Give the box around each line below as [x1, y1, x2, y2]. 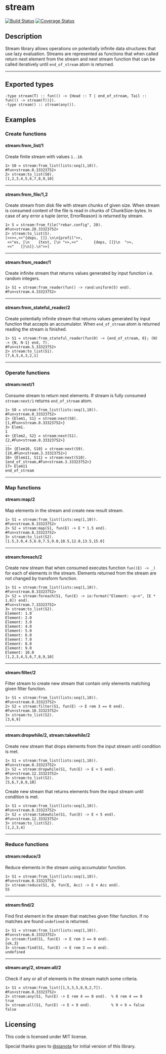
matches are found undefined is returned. [5, 918, 89, 924]
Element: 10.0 [5, 650, 35, 655]
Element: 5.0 [5, 629, 32, 634]
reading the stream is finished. [5, 326, 67, 332]
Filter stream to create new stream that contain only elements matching [5, 681, 151, 687]
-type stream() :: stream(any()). [5, 102, 77, 107]
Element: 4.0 [5, 624, 32, 629]
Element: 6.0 [5, 633, 32, 638]
